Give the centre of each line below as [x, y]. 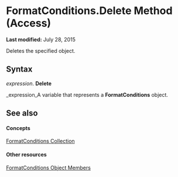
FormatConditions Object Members [48, 168]
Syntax [19, 69]
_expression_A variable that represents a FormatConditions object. [87, 94]
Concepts [18, 128]
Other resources [26, 154]
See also [22, 113]
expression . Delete [29, 83]
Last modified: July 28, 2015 [41, 39]
